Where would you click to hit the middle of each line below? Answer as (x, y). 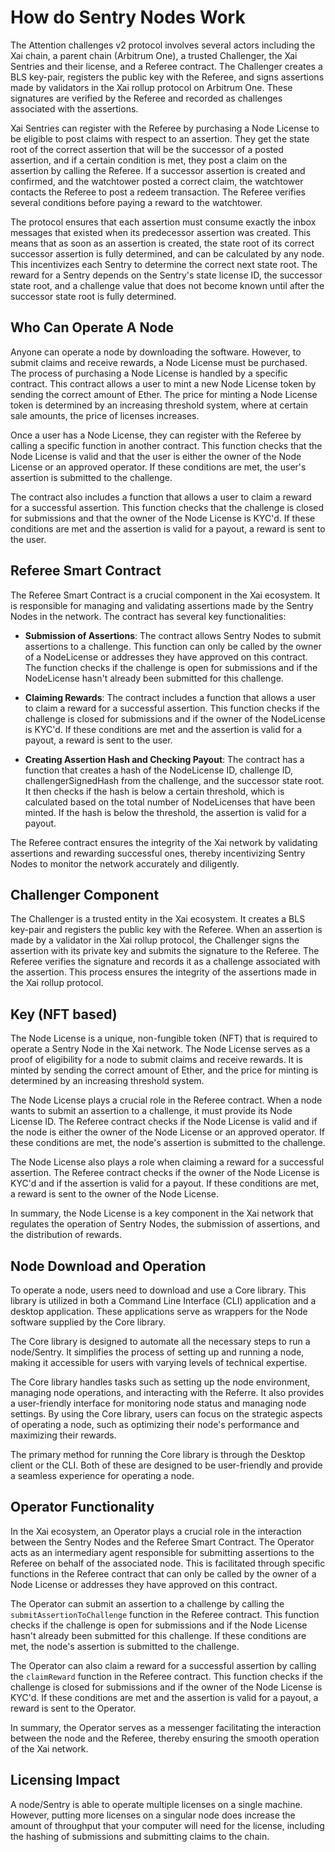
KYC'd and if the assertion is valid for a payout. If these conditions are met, (165, 1183)
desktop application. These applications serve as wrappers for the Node (159, 1311)
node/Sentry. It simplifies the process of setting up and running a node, (157, 1352)
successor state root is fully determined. (93, 296)
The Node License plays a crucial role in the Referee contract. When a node (166, 1100)
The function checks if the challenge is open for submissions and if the (171, 667)
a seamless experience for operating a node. (102, 1475)
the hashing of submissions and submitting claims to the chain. (140, 1836)
